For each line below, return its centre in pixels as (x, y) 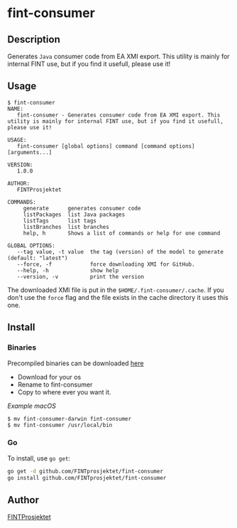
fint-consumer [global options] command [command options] (106, 146)
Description (34, 39)
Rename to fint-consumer (55, 384)
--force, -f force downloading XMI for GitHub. (106, 264)
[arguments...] (30, 152)
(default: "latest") (38, 258)
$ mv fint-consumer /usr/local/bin (60, 425)
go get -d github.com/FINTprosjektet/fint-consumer (85, 471)
